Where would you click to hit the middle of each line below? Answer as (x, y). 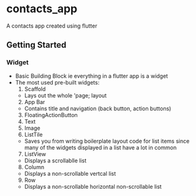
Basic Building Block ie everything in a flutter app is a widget (92, 76)
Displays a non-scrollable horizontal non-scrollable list (93, 186)
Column (34, 167)
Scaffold (35, 89)
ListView (35, 154)
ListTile (33, 134)
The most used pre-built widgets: (57, 82)
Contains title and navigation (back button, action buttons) (98, 108)
